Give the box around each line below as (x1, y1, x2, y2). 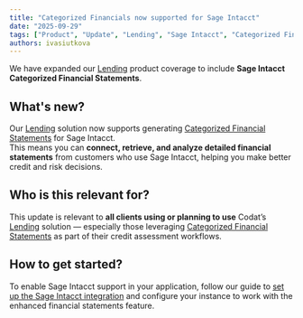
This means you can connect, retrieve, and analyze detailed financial (9, 142, 271, 154)
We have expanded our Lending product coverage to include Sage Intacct (9, 63, 286, 74)
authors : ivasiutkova (9, 38, 91, 48)
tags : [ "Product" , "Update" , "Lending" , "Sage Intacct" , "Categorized (9, 30, 280, 39)
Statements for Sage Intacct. (9, 133, 115, 144)
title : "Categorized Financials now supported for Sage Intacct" (9, 13, 260, 23)
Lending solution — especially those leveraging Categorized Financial (9, 220, 269, 231)
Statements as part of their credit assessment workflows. (9, 230, 223, 241)
